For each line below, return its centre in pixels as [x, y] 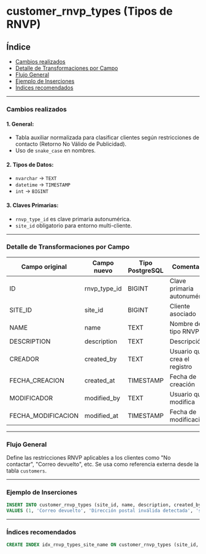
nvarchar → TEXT [36, 178]
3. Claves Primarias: [32, 205]
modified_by [102, 398]
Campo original [44, 267]
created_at [100, 380]
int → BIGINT [32, 191]
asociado [183, 314]
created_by [101, 359]
